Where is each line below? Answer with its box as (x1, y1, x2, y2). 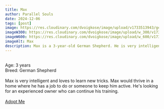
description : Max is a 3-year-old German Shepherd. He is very (5, 44, 137, 48)
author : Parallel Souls (5, 12, 54, 17)
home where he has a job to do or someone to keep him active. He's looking (5, 83, 158, 88)
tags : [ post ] (5, 21, 32, 26)
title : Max (5, 7, 27, 12)
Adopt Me (5, 98, 25, 104)
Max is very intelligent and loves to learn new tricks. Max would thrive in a (5, 78, 154, 84)
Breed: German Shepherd (5, 67, 57, 73)
